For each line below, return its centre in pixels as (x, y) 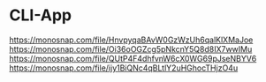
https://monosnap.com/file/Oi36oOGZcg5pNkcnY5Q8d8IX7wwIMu (131, 48)
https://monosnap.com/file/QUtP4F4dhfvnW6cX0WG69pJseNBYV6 (133, 58)
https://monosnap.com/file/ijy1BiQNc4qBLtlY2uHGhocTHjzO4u (124, 68)
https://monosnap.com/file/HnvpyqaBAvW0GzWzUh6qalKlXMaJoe (131, 40)
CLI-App (41, 15)
